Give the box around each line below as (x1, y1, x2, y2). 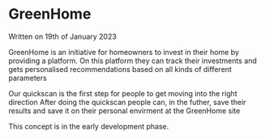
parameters (8, 73, 47, 82)
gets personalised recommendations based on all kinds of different (8, 64, 233, 74)
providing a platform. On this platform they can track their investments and (8, 56, 257, 65)
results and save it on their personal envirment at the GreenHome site (8, 106, 241, 116)
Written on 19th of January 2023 (8, 32, 118, 41)
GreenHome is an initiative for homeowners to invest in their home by (8, 47, 239, 57)
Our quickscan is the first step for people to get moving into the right (8, 88, 237, 98)
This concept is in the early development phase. (8, 121, 169, 131)
